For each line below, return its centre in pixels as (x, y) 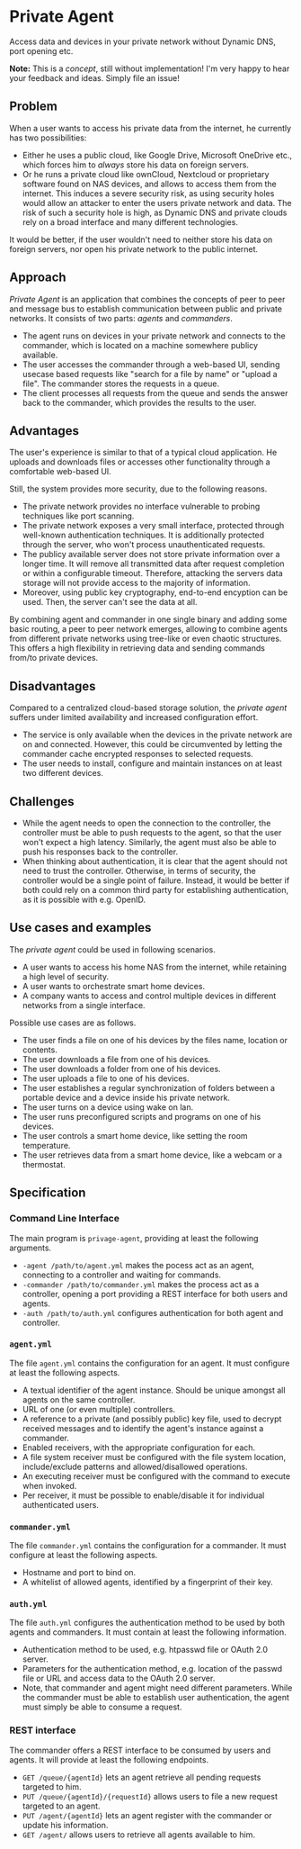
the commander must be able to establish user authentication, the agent (156, 1698)
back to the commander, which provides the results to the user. (139, 402)
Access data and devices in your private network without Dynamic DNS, (143, 41)
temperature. (46, 1145)
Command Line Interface (64, 1219)
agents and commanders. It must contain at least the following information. (148, 1632)
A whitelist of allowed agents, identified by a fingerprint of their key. (148, 1583)
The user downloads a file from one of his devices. (116, 1059)
